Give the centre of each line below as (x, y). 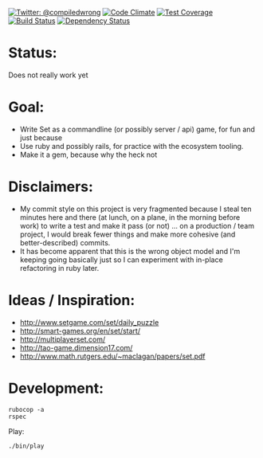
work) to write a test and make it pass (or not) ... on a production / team (137, 225)
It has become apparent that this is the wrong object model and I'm (130, 251)
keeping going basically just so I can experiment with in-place (121, 260)
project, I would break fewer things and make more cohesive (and (128, 234)
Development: (56, 388)
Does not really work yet (49, 75)
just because (41, 137)
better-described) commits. (65, 242)
